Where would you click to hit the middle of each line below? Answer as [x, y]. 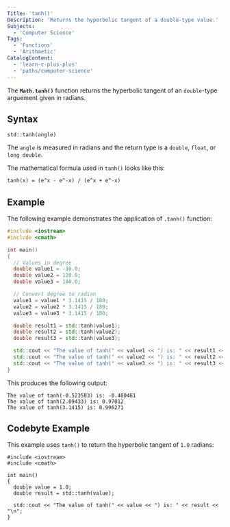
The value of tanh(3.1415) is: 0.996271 [66, 407]
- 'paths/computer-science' [53, 71]
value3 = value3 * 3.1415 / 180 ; [61, 313]
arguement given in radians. [47, 97]
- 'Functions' [33, 45]
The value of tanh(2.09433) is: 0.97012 [66, 402]
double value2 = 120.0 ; [47, 275]
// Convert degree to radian [55, 294]
